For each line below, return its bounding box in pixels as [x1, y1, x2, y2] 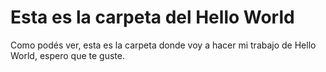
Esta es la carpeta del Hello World [10, 6, 295, 29]
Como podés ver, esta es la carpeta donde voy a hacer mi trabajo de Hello [10, 39, 317, 51]
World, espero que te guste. [10, 49, 125, 61]
